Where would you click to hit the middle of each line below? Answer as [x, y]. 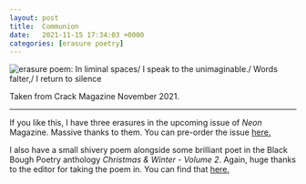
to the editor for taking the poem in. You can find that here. [120, 169]
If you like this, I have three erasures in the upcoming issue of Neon [136, 123]
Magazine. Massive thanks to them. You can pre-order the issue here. [140, 132]
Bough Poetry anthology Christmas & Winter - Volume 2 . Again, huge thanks [153, 159]
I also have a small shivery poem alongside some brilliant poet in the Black [149, 150]
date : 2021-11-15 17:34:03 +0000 [77, 35]
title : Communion [44, 26]
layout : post [34, 18]
